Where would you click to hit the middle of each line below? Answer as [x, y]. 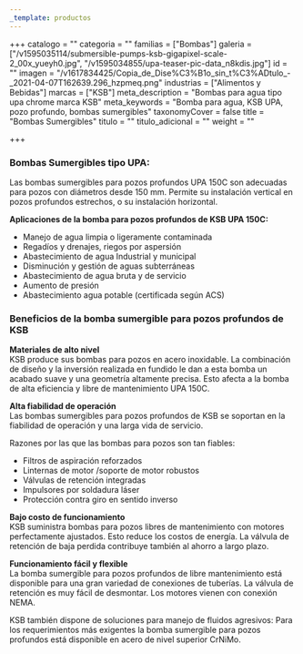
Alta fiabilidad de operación [63, 406]
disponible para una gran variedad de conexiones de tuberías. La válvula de [151, 583]
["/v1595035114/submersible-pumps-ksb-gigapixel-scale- [118, 53]
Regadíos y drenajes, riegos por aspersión [102, 246]
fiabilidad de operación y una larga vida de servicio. [106, 425]
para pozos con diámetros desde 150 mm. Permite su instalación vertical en [151, 191]
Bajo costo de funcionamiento [67, 517]
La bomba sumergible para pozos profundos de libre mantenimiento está [146, 574]
